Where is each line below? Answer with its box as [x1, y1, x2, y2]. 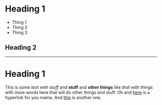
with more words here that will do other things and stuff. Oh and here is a [5, 89, 150, 95]
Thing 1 [12, 19, 27, 25]
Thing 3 [12, 29, 27, 35]
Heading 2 [5, 43, 37, 52]
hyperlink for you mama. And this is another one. [5, 94, 102, 100]
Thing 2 [12, 24, 27, 30]
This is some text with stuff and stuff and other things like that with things [5, 84, 153, 90]
